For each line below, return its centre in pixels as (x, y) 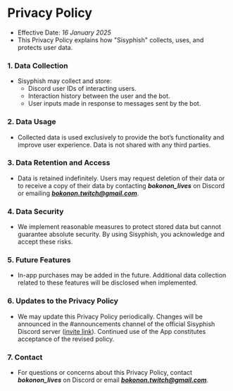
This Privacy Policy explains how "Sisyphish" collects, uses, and (111, 39)
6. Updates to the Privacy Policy (63, 301)
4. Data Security (36, 211)
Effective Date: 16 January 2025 (64, 32)
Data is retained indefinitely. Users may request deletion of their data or (121, 178)
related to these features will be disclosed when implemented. (108, 283)
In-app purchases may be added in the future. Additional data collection (122, 275)
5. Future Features (39, 260)
